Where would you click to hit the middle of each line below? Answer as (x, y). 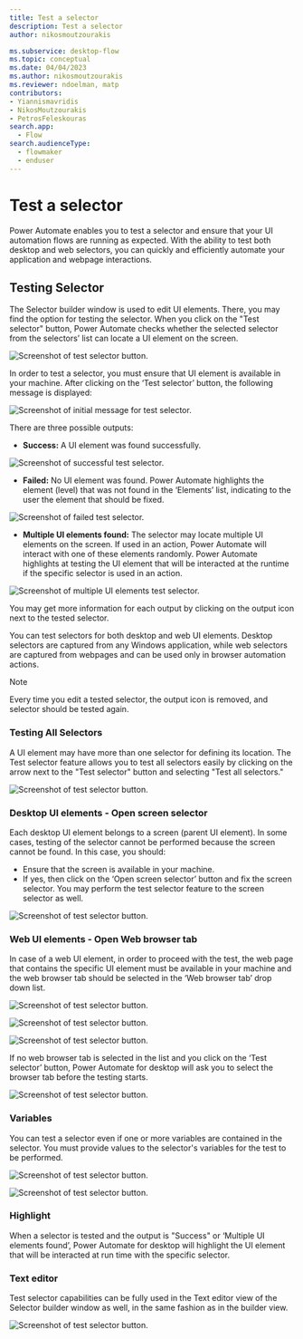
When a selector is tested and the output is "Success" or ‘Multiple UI (137, 1235)
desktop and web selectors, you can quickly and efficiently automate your (147, 249)
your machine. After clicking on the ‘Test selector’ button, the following (141, 383)
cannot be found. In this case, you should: (87, 852)
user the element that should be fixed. (93, 500)
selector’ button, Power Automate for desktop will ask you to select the (142, 1068)
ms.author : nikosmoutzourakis (66, 77)
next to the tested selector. (59, 618)
